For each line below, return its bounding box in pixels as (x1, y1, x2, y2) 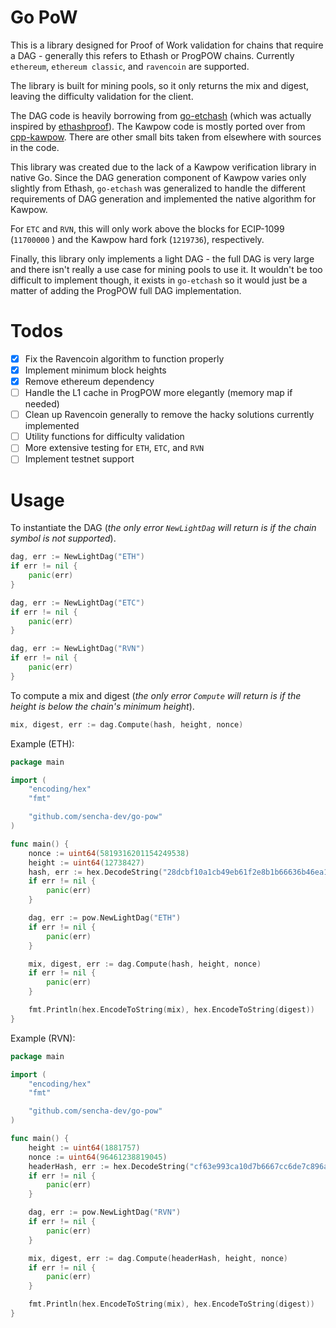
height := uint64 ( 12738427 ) (28, 857, 145, 868)
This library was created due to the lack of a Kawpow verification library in (10, 161, 317, 173)
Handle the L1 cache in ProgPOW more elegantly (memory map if (24, 387, 293, 399)
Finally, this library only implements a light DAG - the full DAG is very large (10, 252, 315, 265)
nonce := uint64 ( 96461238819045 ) (28, 1152, 168, 1162)
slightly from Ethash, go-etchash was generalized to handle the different (10, 182, 306, 194)
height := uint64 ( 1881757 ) (28, 1142, 141, 1153)
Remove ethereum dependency (24, 376, 155, 387)
